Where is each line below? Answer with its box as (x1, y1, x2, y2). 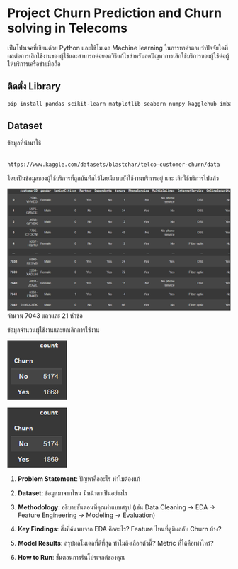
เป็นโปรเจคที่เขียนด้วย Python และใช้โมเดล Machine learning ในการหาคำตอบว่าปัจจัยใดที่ (7, 43, 229, 52)
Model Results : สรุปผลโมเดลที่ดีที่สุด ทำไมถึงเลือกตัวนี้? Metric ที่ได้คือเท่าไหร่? (17, 538, 214, 547)
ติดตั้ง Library (7, 80, 62, 93)
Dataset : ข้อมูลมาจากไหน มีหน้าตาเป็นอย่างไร (17, 488, 128, 497)
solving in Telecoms (7, 20, 127, 36)
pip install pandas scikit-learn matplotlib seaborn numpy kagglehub (7, 100, 217, 107)
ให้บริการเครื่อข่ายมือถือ (7, 59, 61, 68)
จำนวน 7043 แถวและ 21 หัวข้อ (7, 311, 83, 320)
